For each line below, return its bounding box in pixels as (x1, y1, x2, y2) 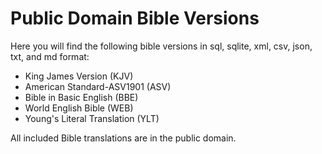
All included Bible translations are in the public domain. (10, 132, 237, 144)
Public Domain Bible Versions (10, 7, 260, 30)
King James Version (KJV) (24, 70, 134, 82)
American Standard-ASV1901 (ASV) (24, 80, 172, 92)
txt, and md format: (10, 50, 90, 62)
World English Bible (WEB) (24, 102, 134, 114)
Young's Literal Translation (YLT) (24, 112, 160, 124)
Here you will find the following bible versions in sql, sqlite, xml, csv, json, (10, 40, 313, 52)
